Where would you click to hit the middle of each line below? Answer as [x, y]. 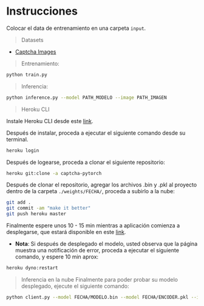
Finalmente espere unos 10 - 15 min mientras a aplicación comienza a [93, 226]
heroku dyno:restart [32, 268]
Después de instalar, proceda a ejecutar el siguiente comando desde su [96, 133]
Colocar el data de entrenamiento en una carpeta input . [76, 28]
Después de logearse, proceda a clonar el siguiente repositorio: [86, 162]
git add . [19, 202]
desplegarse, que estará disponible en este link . [66, 232]
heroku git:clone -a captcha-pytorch [54, 173]
